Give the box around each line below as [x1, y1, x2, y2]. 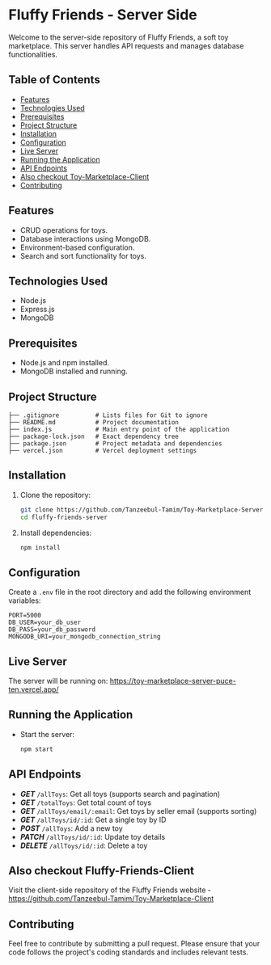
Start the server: [19, 729, 75, 739]
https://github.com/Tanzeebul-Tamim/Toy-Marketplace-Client [8, 894, 214, 904]
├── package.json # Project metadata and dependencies [8, 440, 222, 448]
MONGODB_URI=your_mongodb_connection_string [8, 633, 161, 641]
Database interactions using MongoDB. [19, 234, 151, 243]
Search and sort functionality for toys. [19, 251, 147, 260]
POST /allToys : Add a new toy [19, 823, 123, 833]
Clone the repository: [19, 490, 91, 499]
